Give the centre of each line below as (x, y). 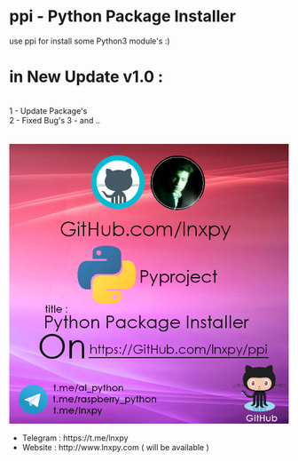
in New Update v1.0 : (86, 77)
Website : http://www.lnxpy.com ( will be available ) (116, 447)
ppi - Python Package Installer (123, 16)
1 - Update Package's (48, 111)
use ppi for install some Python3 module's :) (90, 41)
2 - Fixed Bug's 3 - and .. (55, 120)
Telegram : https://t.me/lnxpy (75, 438)
